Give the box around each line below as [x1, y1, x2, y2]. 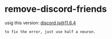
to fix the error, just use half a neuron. [4, 29, 96, 34]
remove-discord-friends [4, 3, 107, 15]
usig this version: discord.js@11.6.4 [4, 20, 76, 26]
